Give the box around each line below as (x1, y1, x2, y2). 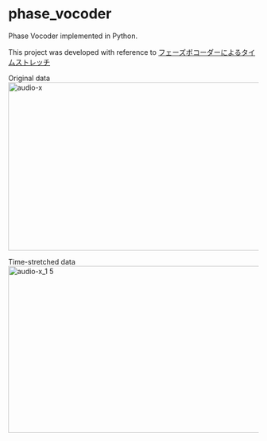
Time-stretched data (8, 257, 75, 266)
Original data (8, 73, 50, 83)
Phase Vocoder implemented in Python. (8, 31, 138, 41)
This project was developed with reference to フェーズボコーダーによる (8, 47, 242, 56)
